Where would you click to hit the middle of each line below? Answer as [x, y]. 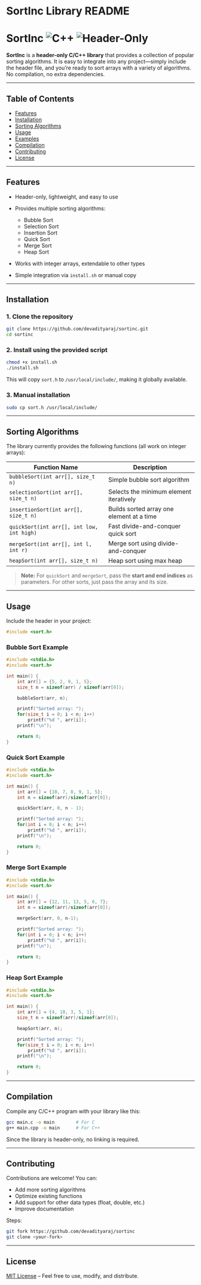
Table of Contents [40, 99]
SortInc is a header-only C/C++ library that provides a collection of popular [100, 55]
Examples [27, 139]
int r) [19, 550]
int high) [23, 533]
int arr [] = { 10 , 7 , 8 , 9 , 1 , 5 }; [60, 792]
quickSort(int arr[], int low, [54, 527]
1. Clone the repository [40, 317]
